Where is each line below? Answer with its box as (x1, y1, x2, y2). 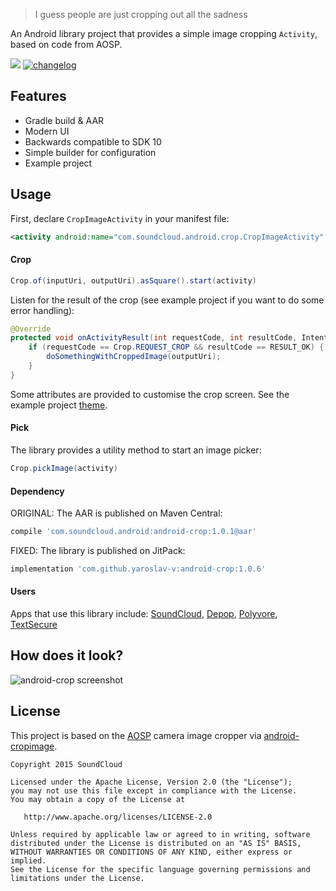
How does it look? (10, 647, 124, 664)
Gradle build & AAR (24, 114, 105, 126)
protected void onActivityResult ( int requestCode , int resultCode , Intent (10, 333, 329, 343)
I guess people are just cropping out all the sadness (34, 9, 248, 20)
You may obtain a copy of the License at (10, 794, 186, 804)
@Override (10, 324, 52, 334)
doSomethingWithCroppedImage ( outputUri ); (46, 352, 222, 362)
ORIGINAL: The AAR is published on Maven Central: (10, 507, 223, 519)
